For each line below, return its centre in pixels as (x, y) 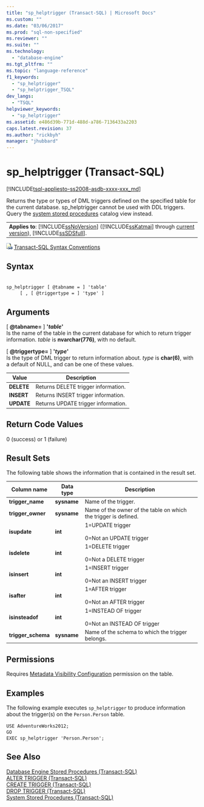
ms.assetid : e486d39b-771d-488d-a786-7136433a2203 (72, 122)
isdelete (19, 553)
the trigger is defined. (112, 517)
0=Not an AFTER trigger (115, 602)
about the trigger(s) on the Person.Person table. (66, 714)
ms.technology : (25, 52)
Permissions (30, 659)
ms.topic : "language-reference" (47, 71)
